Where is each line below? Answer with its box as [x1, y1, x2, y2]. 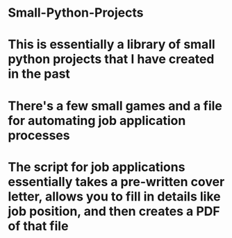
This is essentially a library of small [8, 37, 216, 53]
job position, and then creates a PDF [8, 203, 221, 219]
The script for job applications [8, 159, 185, 175]
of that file [8, 218, 69, 234]
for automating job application [8, 112, 186, 128]
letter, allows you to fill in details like [8, 189, 221, 204]
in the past [8, 66, 70, 82]
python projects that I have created [8, 51, 215, 67]
